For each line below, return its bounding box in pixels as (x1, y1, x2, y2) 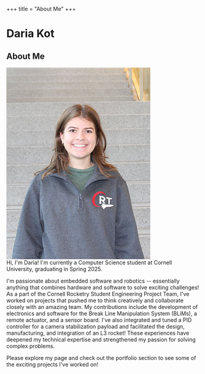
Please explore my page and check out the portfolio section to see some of (6, 354, 196, 361)
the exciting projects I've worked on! (6, 361, 99, 368)
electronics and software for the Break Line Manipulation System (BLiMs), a (6, 310, 198, 317)
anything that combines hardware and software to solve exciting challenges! (6, 284, 199, 291)
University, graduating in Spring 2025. (6, 265, 102, 272)
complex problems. (6, 343, 55, 349)
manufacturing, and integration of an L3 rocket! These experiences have (6, 329, 190, 337)
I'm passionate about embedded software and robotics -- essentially (6, 277, 180, 284)
